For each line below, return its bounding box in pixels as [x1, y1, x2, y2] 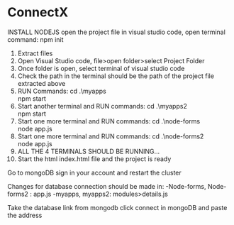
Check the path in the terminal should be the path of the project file [17, 72, 215, 80]
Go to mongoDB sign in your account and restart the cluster [7, 168, 182, 177]
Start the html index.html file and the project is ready [17, 154, 172, 163]
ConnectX [7, 4, 69, 21]
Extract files [17, 49, 53, 57]
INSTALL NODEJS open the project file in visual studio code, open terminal [7, 28, 225, 36]
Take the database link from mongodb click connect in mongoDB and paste [7, 203, 228, 212]
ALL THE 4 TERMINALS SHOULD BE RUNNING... [17, 147, 160, 155]
